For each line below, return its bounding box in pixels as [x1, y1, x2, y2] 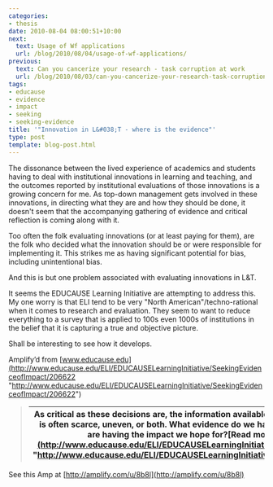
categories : [8, 11, 49, 20]
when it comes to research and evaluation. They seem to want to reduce [8, 305, 251, 315]
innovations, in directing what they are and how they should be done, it [8, 197, 246, 208]
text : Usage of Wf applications [15, 42, 126, 50]
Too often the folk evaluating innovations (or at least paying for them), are [8, 230, 254, 240]
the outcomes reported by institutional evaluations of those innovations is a [8, 180, 260, 190]
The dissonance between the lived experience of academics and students [8, 163, 256, 173]
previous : [8, 58, 42, 66]
